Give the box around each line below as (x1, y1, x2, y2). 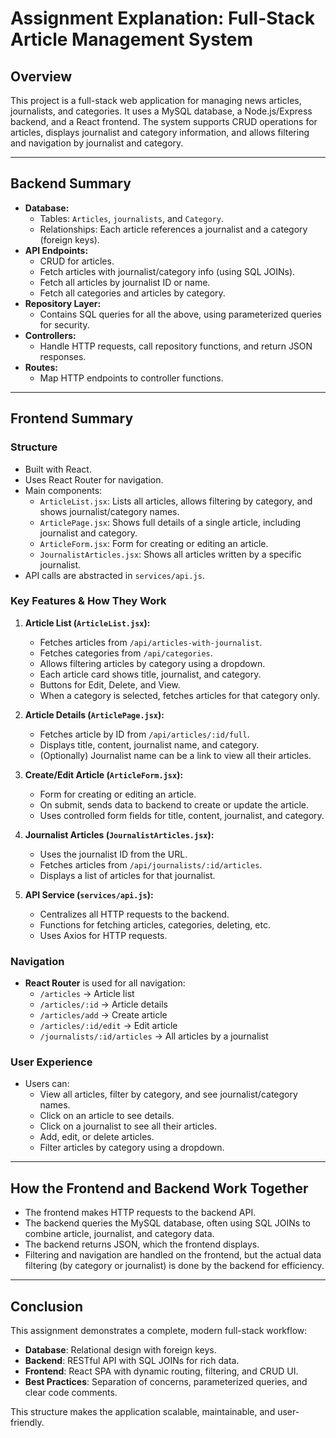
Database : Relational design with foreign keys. (24, 1344, 217, 1356)
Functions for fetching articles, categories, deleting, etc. (39, 918, 271, 931)
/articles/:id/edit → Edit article (39, 1020, 178, 1032)
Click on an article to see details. (39, 1110, 175, 1122)
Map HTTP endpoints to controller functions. (39, 372, 224, 384)
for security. (39, 318, 90, 331)
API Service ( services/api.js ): (24, 888, 154, 901)
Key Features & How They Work (10, 594, 167, 608)
